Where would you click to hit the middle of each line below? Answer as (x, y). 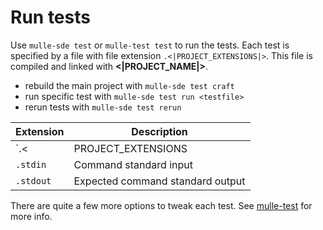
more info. (31, 216)
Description (159, 131)
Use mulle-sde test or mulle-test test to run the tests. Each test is (150, 45)
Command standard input (133, 164)
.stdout (33, 180)
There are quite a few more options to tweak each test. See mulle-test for (161, 205)
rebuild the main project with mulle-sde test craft (129, 85)
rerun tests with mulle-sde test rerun (103, 107)
